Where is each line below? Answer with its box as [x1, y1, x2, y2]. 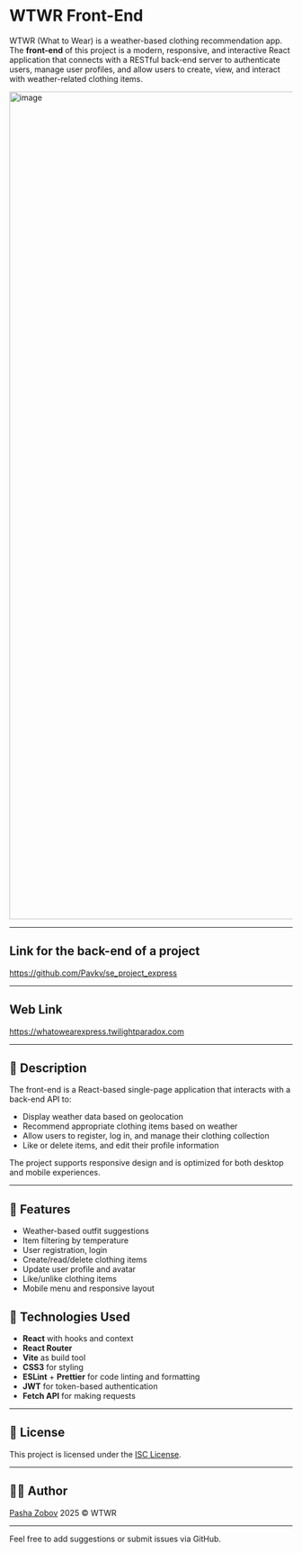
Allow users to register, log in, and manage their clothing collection [22, 1131, 270, 1141]
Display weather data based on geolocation [22, 1112, 184, 1122]
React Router [22, 1343, 73, 1353]
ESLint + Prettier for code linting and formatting [22, 1371, 200, 1382]
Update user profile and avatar [22, 1264, 137, 1275]
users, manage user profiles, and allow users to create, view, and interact [9, 64, 280, 75]
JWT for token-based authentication [22, 1381, 158, 1392]
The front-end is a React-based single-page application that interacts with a [9, 1085, 291, 1095]
